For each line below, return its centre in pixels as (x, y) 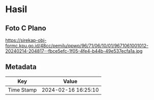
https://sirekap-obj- (26, 40)
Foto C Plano (26, 28)
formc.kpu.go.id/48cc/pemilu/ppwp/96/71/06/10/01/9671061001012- (77, 46)
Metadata (21, 67)
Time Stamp (22, 90)
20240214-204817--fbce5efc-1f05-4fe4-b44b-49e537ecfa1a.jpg (74, 51)
